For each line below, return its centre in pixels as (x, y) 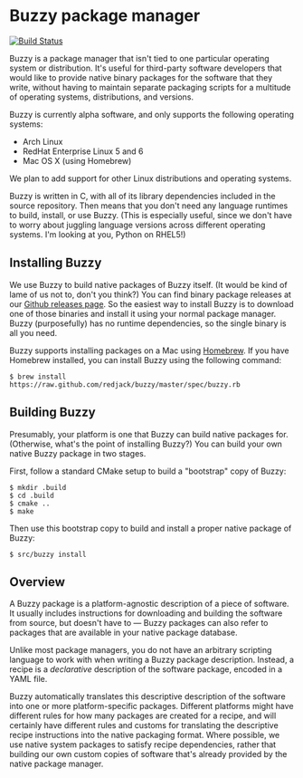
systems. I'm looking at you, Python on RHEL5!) (98, 234)
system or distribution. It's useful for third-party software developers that (146, 68)
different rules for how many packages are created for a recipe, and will (143, 716)
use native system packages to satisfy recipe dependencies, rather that (143, 744)
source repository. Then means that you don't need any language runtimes (149, 206)
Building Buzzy (53, 413)
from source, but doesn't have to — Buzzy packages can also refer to (139, 623)
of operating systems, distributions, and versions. (102, 97)
